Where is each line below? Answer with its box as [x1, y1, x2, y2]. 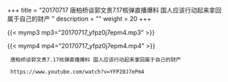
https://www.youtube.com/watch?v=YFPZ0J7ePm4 [10, 68, 145, 75]
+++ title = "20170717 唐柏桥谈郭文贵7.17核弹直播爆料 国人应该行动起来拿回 [7, 6, 222, 14]
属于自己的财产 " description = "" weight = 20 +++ [7, 14, 152, 23]
